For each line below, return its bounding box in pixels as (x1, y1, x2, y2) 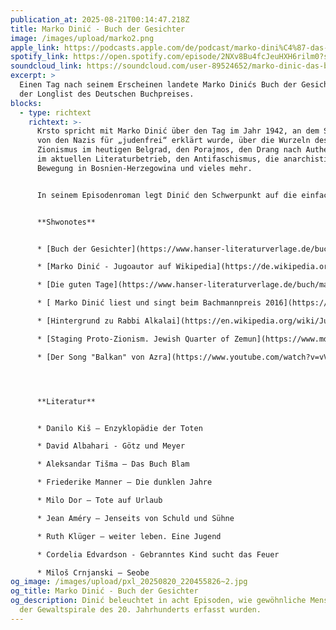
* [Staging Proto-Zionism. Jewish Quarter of (36, 334, 230, 344)
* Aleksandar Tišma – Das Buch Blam (36, 459, 190, 470)
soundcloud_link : (10, 61, 83, 71)
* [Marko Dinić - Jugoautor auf (36, 262, 172, 272)
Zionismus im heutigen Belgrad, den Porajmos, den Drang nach (36, 145, 302, 155)
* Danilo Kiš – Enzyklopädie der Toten (36, 423, 203, 433)
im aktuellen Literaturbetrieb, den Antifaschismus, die (36, 154, 280, 164)
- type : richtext (19, 107, 92, 118)
